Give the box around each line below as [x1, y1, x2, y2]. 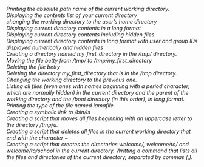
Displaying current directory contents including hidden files [6, 31, 155, 38]
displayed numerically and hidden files [6, 44, 103, 51]
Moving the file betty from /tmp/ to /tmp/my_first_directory [6, 57, 152, 64]
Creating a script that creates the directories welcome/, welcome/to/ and [6, 141, 189, 148]
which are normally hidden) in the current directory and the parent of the [6, 89, 189, 96]
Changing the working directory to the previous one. [6, 76, 138, 83]
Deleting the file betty [6, 63, 61, 70]
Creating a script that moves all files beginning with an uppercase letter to [6, 115, 192, 122]
